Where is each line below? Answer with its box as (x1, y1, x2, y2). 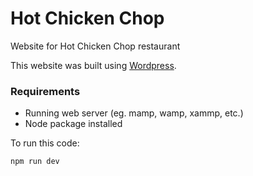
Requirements (10, 84, 81, 98)
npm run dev (10, 157, 60, 167)
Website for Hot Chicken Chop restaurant (10, 40, 181, 52)
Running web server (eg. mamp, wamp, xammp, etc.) (24, 107, 244, 119)
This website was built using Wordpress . (10, 59, 177, 71)
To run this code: (10, 137, 80, 149)
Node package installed (24, 118, 123, 130)
